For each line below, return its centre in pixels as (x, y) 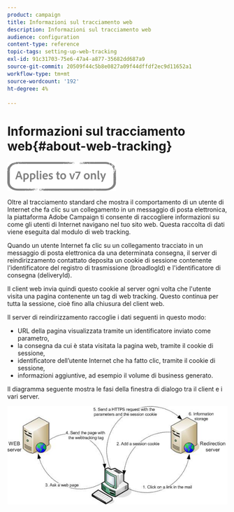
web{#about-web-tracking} (90, 146)
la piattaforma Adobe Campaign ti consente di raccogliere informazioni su (114, 217)
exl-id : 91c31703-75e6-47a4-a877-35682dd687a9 (76, 60)
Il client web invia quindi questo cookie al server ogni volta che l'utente (109, 289)
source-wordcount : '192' (43, 81)
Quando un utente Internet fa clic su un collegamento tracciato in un (105, 246)
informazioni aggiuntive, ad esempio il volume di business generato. (115, 375)
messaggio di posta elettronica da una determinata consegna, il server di (112, 253)
